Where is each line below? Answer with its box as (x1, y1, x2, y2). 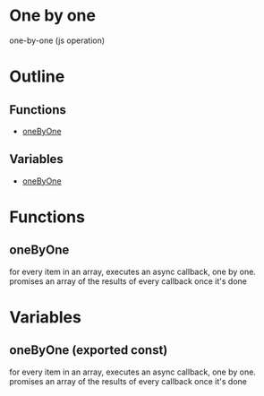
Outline (9, 66, 65, 87)
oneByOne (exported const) (9, 342, 168, 358)
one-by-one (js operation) (9, 35, 106, 46)
